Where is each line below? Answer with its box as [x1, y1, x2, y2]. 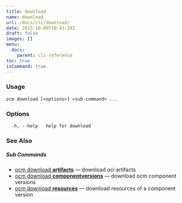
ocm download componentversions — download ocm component [14, 172, 177, 179]
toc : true [6, 58, 31, 64]
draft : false [6, 31, 38, 36]
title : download [6, 8, 46, 15]
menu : [6, 42, 19, 48]
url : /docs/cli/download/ [6, 19, 70, 25]
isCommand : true [6, 63, 46, 69]
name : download [6, 14, 44, 20]
